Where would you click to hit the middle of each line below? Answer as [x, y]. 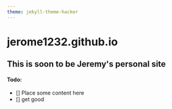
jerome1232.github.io [63, 41]
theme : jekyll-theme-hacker [43, 12]
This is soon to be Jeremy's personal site [87, 64]
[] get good [30, 99]
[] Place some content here [50, 93]
